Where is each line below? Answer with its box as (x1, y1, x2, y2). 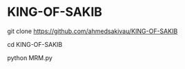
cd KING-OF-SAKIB (7, 40, 63, 48)
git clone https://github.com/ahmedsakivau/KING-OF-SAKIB (7, 27, 178, 35)
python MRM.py (7, 53, 53, 62)
